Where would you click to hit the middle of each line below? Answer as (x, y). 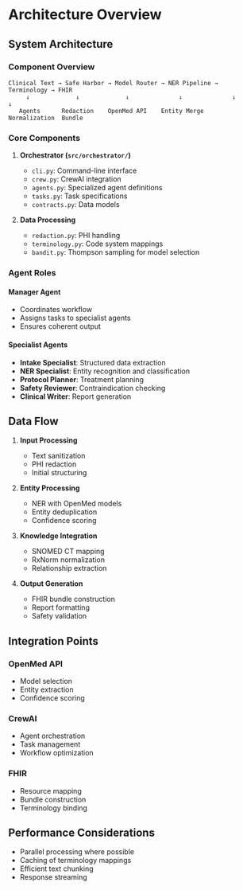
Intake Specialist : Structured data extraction (93, 362)
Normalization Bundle (46, 118)
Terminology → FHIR (40, 90)
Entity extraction (46, 689)
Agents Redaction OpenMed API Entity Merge (111, 111)
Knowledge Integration (58, 536)
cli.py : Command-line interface (84, 171)
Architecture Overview (85, 15)
